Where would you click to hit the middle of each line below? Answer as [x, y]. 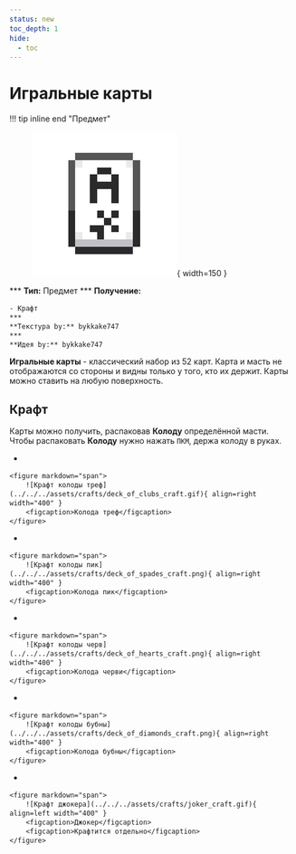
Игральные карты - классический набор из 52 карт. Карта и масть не [146, 361]
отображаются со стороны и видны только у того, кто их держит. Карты [149, 371]
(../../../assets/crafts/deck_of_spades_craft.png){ [111, 574]
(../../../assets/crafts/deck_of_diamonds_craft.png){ [115, 734]
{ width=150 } [202, 273]
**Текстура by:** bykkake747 [64, 327]
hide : [19, 38]
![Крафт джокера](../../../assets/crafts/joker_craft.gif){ [141, 804]
